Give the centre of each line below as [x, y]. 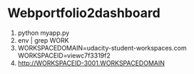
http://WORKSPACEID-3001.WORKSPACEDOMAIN [91, 63]
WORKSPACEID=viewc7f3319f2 [64, 55]
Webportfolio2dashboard [84, 13]
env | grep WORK [43, 40]
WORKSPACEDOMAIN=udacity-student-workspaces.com [102, 48]
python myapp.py [44, 33]
